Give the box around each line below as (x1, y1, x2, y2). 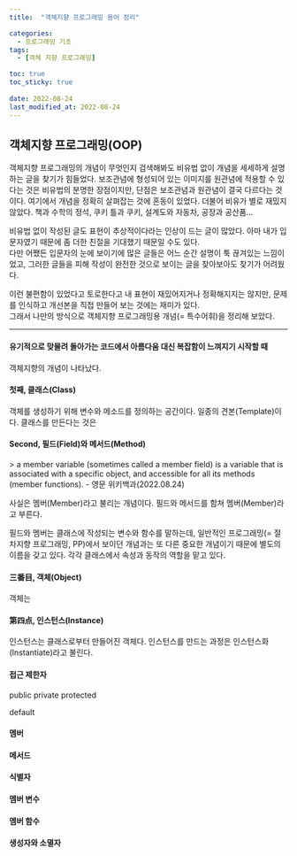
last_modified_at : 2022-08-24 (9, 103, 121, 112)
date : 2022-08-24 (9, 94, 73, 103)
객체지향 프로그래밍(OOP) (9, 137, 143, 152)
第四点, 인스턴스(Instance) (9, 614, 104, 625)
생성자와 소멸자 (9, 837, 62, 848)
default (9, 706, 35, 717)
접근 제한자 (9, 669, 47, 680)
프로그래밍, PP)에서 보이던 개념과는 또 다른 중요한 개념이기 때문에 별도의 (32, 538, 281, 549)
